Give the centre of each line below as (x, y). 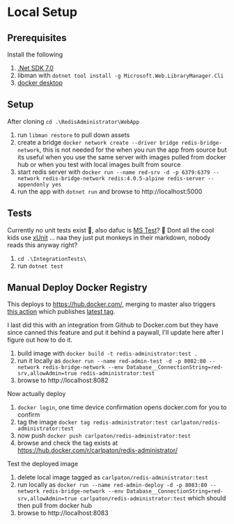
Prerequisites (37, 38)
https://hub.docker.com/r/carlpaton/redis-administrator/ (97, 450)
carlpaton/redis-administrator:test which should (153, 498)
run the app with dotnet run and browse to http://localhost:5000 (110, 191)
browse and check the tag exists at (68, 443)
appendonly (33, 184)
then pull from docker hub (55, 506)
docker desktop (40, 83)
